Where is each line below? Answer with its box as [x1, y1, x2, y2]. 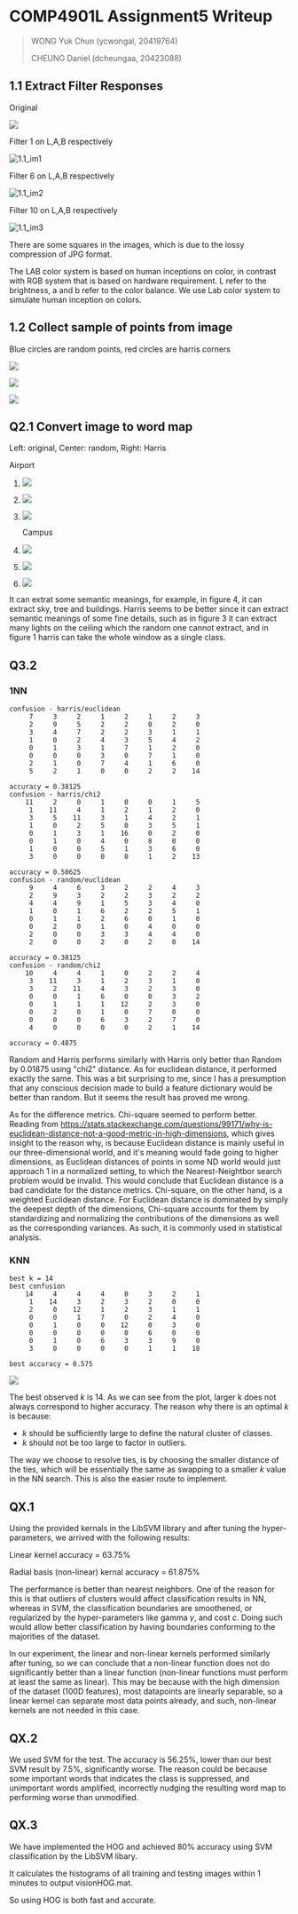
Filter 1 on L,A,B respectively [9, 136, 114, 147]
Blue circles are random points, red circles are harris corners [9, 344, 231, 354]
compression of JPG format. [9, 249, 113, 259]
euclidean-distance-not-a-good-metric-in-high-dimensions [9, 1128, 228, 1139]
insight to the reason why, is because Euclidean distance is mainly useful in [9, 1138, 285, 1148]
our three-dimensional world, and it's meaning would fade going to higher [9, 1148, 279, 1158]
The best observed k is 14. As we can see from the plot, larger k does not [9, 1392, 277, 1402]
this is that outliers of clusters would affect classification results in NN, [9, 1593, 267, 1604]
